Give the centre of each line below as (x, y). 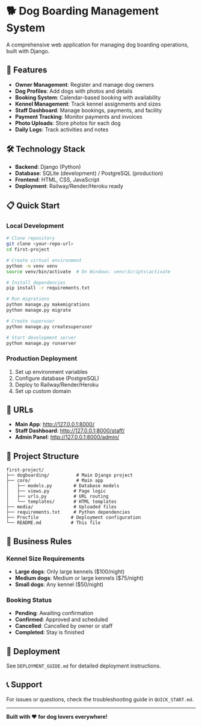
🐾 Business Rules (39, 541)
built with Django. (28, 51)
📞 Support (24, 685)
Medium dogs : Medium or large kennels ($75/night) (79, 578)
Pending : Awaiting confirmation (54, 613)
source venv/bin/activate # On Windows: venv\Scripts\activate (88, 271)
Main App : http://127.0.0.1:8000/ (55, 425)
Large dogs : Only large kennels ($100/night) (70, 571)
